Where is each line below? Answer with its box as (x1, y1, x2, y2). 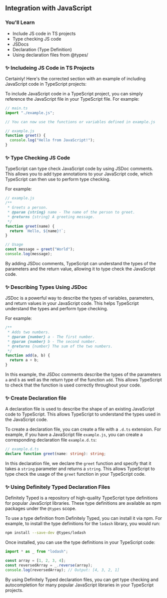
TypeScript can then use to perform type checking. (5, 176, 111, 182)
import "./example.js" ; (5, 110, 55, 115)
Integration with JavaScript (5, 4, 92, 13)
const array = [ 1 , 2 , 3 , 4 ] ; (5, 558, 66, 563)
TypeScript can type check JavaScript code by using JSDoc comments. (5, 165, 153, 172)
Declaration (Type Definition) (12, 46, 72, 52)
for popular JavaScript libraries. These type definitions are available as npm (5, 500, 161, 506)
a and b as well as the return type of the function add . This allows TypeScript (5, 377, 162, 383)
